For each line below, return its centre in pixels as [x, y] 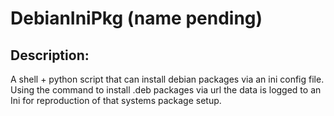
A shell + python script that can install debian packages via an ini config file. [167, 79]
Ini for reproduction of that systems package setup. [116, 100]
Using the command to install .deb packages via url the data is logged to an [166, 90]
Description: [50, 55]
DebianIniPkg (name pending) [136, 18]
